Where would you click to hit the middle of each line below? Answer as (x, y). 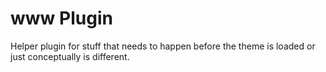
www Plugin (61, 18)
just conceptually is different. (70, 56)
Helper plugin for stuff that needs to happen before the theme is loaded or (163, 46)
